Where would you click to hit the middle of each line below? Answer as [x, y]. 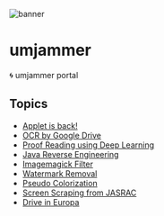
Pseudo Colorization [60, 183]
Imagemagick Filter [58, 164]
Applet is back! [50, 125]
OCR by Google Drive [61, 135]
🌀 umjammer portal [44, 75]
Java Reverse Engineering [70, 154]
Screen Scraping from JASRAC [79, 193]
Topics [29, 104]
